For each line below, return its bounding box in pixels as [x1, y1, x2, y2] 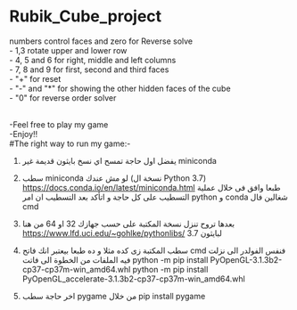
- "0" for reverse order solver [9, 92, 117, 103]
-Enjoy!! [9, 128, 38, 139]
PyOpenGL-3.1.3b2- [210, 254, 283, 265]
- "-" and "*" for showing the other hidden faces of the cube [9, 83, 231, 94]
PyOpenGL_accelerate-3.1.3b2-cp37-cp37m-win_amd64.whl [21, 273, 245, 284]
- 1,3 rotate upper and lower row [9, 45, 128, 55]
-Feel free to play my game [9, 118, 109, 130]
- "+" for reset [9, 73, 62, 84]
